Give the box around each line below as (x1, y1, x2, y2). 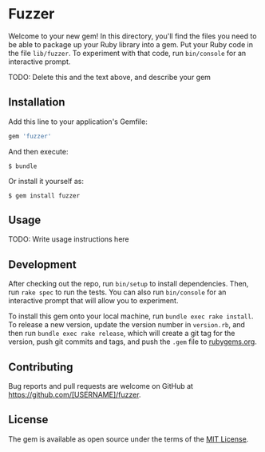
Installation (8, 95, 65, 109)
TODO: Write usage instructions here (8, 234, 129, 244)
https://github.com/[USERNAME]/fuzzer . (8, 390, 141, 400)
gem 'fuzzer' (8, 132, 52, 140)
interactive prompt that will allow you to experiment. (8, 296, 179, 306)
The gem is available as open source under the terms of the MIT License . (8, 434, 249, 444)
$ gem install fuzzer (8, 191, 81, 200)
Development (8, 258, 77, 271)
